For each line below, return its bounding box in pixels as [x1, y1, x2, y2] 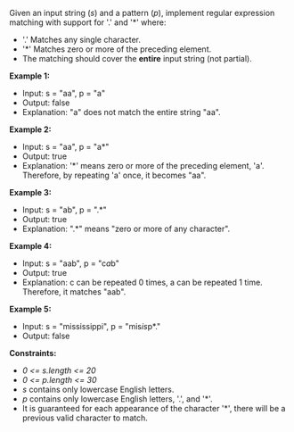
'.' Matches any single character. [21, 35, 141, 45]
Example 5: [9, 303, 52, 314]
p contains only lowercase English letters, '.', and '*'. [21, 394, 213, 404]
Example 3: [9, 187, 52, 197]
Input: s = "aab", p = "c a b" [21, 258, 120, 269]
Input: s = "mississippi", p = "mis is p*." [21, 321, 161, 331]
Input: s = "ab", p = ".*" [21, 204, 107, 215]
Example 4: [9, 241, 52, 251]
